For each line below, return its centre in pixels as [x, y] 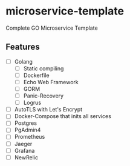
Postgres [26, 123]
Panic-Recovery [44, 96]
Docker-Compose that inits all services [63, 116]
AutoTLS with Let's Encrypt [48, 110]
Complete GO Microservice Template [52, 28]
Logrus [32, 103]
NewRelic [26, 157]
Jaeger [23, 144]
